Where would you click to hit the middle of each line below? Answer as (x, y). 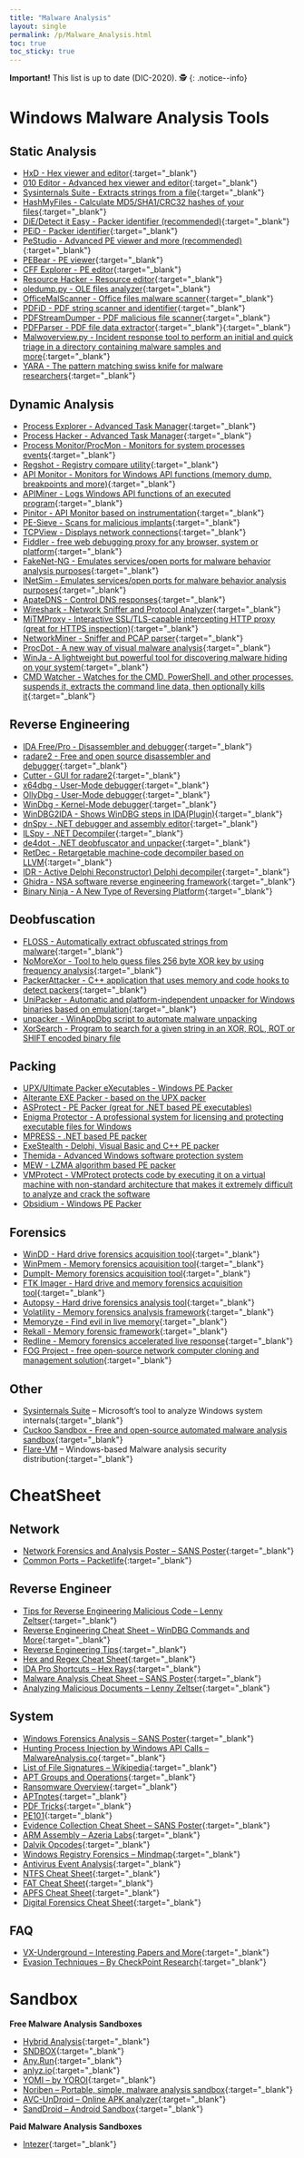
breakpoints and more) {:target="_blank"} (99, 484)
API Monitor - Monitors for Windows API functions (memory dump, (147, 474)
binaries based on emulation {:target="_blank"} (109, 1009)
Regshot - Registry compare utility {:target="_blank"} (121, 465)
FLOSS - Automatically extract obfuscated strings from (125, 941)
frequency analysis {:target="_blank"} (92, 970)
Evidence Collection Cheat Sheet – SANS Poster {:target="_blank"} (146, 1825)
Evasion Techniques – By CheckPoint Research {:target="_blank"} (144, 1962)
